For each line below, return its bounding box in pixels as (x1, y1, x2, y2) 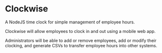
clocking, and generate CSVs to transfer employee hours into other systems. (5, 42, 157, 48)
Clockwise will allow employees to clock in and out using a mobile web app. (5, 28, 156, 34)
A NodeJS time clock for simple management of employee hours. (5, 19, 135, 25)
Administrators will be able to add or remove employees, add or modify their (5, 37, 157, 43)
